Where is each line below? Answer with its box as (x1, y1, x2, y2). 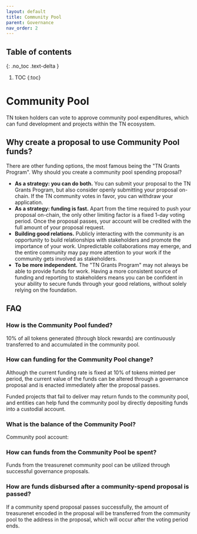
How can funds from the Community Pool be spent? (6, 449, 157, 457)
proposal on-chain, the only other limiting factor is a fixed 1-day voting (14, 211, 185, 218)
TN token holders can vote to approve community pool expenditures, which (6, 114, 189, 121)
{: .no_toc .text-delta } (6, 62, 59, 70)
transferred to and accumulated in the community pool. (6, 341, 140, 348)
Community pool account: (6, 434, 69, 441)
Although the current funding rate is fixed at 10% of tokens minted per (6, 369, 176, 376)
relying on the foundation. (14, 286, 78, 294)
